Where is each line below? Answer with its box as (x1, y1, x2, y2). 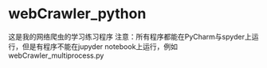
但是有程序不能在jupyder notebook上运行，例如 (22, 41, 178, 51)
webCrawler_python (8, 5, 147, 23)
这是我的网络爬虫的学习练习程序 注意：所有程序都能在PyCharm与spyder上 (8, 32, 253, 41)
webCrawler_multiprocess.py (8, 51, 104, 60)
